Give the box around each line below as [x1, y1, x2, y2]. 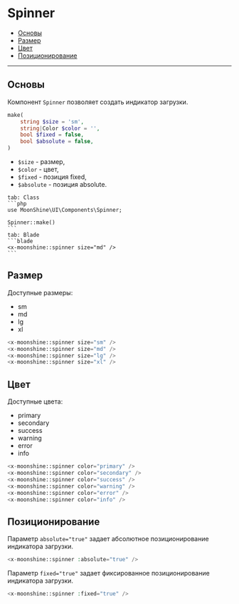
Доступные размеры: [7, 288, 73, 297]
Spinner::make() [7, 219, 55, 226]
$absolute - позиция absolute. [17, 180, 107, 188]
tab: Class [7, 194, 40, 201]
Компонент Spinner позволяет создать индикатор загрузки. [7, 98, 188, 106]
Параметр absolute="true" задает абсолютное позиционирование [7, 535, 209, 543]
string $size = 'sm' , [20, 118, 84, 126]
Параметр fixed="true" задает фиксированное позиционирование [7, 569, 210, 578]
